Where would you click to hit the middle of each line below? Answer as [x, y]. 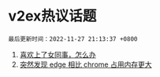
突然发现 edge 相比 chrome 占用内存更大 [86, 64]
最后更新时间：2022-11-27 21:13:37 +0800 [73, 39]
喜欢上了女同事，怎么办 [58, 54]
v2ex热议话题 [52, 16]
